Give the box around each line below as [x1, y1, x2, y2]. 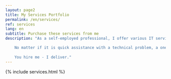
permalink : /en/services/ [5, 17, 60, 22]
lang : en [5, 27, 24, 32]
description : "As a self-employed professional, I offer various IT [5, 36, 154, 41]
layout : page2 [5, 7, 36, 13]
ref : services [5, 21, 36, 27]
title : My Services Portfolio [5, 12, 70, 17]
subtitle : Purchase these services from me [5, 31, 99, 36]
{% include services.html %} [5, 68, 65, 74]
